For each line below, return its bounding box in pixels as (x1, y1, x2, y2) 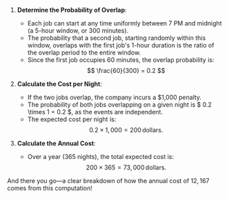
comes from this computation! (7, 184, 93, 192)
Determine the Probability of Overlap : (17, 6, 127, 14)
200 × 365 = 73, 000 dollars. (86, 163, 167, 171)
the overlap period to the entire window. (27, 48, 141, 56)
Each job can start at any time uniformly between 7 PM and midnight (27, 19, 222, 27)
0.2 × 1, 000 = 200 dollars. (89, 126, 163, 134)
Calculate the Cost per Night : (17, 80, 102, 88)
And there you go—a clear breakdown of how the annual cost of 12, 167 (7, 177, 210, 185)
